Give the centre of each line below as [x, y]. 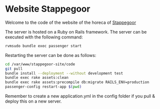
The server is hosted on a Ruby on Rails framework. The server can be [76, 32]
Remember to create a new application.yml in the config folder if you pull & [80, 96]
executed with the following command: [44, 37]
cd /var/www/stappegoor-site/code [40, 64]
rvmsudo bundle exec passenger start [43, 46]
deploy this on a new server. [33, 101]
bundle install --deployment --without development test [64, 73]
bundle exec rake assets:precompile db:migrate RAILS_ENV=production [77, 82]
